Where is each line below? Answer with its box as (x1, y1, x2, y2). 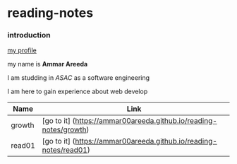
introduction (7, 30, 51, 40)
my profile (7, 46, 37, 54)
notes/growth (42, 125, 87, 135)
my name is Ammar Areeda (7, 60, 88, 69)
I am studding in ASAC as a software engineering (7, 74, 150, 82)
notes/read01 (42, 145, 88, 155)
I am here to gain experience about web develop (7, 87, 148, 96)
